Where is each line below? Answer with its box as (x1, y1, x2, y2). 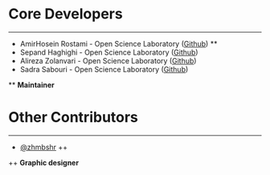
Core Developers (8, 5, 123, 23)
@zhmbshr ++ (19, 142, 68, 152)
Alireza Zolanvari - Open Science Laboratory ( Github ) (19, 55, 197, 65)
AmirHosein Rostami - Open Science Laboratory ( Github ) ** (19, 39, 218, 48)
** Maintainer (8, 79, 55, 89)
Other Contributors (8, 108, 139, 127)
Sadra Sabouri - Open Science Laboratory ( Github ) (19, 64, 189, 74)
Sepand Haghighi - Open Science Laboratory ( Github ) (19, 47, 198, 57)
